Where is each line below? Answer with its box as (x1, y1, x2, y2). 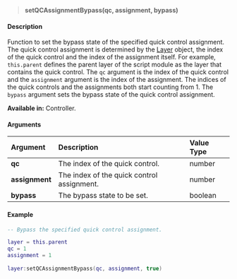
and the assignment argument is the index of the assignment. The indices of (7, 76, 227, 84)
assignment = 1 (7, 252, 52, 259)
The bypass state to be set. (58, 191, 148, 201)
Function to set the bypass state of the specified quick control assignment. (7, 38, 224, 47)
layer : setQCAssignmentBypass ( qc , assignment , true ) (7, 265, 162, 272)
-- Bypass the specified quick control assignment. (7, 226, 162, 233)
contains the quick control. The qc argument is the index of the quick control (7, 68, 229, 76)
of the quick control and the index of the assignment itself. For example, (7, 53, 217, 61)
